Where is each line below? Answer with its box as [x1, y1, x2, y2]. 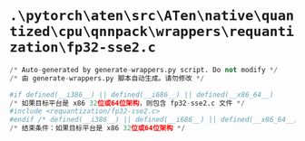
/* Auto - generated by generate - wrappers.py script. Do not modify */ [9, 65, 279, 74]
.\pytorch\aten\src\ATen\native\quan [9, 7, 295, 24]
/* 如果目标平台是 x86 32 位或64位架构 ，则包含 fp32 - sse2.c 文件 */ [9, 99, 245, 108]
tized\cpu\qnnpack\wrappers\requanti [9, 23, 295, 41]
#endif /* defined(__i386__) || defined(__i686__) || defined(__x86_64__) [9, 116, 299, 125]
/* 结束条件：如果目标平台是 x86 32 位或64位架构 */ [9, 124, 186, 133]
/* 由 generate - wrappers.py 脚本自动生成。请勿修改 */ [9, 73, 205, 83]
